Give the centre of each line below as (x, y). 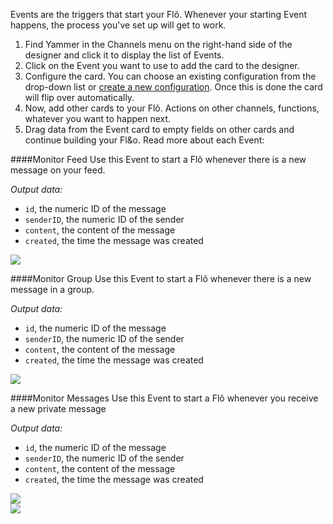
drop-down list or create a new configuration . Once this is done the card (173, 87)
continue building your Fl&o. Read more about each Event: (144, 140)
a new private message (58, 408)
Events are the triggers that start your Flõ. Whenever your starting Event (159, 14)
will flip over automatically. (79, 97)
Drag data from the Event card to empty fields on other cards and (159, 129)
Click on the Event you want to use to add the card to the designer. (162, 65)
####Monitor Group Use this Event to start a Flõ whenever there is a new (161, 278)
